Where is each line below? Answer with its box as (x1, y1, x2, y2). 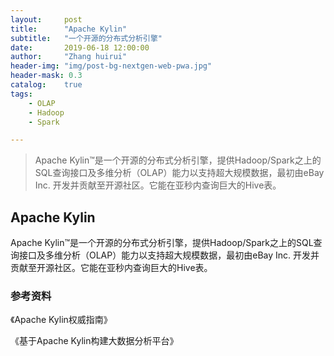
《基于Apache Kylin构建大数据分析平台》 (10, 335, 179, 347)
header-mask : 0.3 (10, 71, 83, 81)
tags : (10, 89, 33, 99)
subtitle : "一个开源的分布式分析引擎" (10, 33, 163, 43)
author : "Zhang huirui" (10, 52, 128, 62)
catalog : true (10, 80, 83, 90)
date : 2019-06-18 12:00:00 (10, 42, 150, 53)
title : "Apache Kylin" (10, 24, 128, 34)
